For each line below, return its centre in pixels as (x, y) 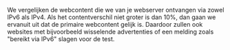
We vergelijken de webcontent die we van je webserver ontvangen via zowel (116, 10)
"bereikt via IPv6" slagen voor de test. (61, 39)
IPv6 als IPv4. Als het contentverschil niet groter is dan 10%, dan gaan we (112, 17)
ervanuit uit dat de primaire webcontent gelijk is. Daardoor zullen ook (105, 24)
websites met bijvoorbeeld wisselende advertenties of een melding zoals (111, 32)
